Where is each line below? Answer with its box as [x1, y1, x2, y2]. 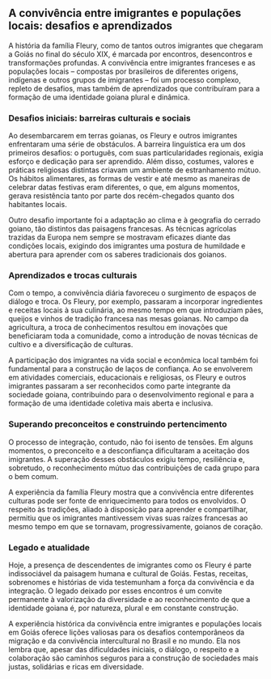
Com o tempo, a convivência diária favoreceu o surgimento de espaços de [8, 288, 257, 298]
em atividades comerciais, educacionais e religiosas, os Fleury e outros [8, 372, 247, 383]
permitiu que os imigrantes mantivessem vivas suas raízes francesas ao [8, 513, 248, 523]
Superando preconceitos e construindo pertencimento [8, 418, 228, 430]
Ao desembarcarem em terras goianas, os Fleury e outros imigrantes [8, 131, 238, 141]
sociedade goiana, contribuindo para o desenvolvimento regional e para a [8, 390, 255, 400]
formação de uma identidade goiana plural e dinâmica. [8, 92, 190, 102]
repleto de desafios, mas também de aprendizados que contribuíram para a [8, 83, 260, 93]
